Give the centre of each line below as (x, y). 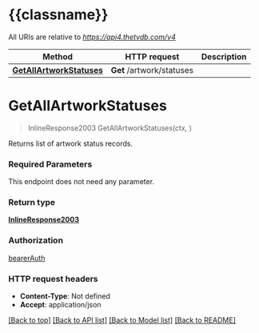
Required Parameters (50, 164)
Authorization (36, 240)
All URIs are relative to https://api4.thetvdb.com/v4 (92, 37)
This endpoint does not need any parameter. (81, 182)
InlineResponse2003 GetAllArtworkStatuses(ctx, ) (110, 128)
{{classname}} (58, 15)
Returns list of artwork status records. (71, 143)
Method (58, 56)
